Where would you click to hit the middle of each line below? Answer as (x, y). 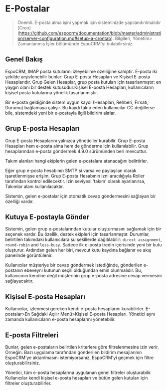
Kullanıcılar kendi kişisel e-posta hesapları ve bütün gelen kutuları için (77, 378)
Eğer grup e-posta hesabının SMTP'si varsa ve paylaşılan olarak (71, 171)
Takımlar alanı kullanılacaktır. (34, 186)
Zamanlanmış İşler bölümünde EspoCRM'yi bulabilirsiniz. (75, 43)
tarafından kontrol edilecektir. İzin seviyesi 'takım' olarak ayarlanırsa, (75, 181)
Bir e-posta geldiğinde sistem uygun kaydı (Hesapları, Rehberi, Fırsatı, (77, 102)
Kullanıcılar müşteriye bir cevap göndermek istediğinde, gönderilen (74, 265)
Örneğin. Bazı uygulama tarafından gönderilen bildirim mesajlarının (74, 352)
